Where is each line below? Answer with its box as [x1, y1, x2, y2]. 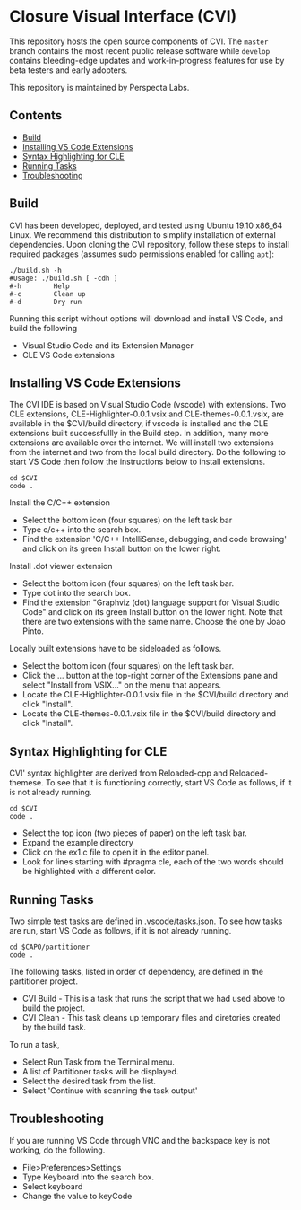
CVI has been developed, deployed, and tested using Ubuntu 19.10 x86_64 [9, 220, 283, 231]
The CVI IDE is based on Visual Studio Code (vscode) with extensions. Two [9, 399, 287, 410]
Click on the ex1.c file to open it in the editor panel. [21, 846, 210, 858]
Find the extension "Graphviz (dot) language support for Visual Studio [21, 597, 280, 608]
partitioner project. [9, 976, 79, 986]
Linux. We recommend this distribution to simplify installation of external [9, 229, 276, 240]
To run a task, [9, 1039, 60, 1049]
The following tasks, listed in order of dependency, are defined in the [9, 967, 264, 977]
